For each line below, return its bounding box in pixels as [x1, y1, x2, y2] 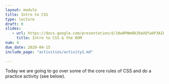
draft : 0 [5, 21, 24, 27]
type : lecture [5, 17, 35, 22]
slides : [5, 26, 22, 31]
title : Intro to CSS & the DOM [16, 36, 82, 41]
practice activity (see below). [5, 73, 66, 79]
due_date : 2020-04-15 [5, 45, 51, 50]
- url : [12, 31, 26, 36]
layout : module [5, 7, 37, 13]
